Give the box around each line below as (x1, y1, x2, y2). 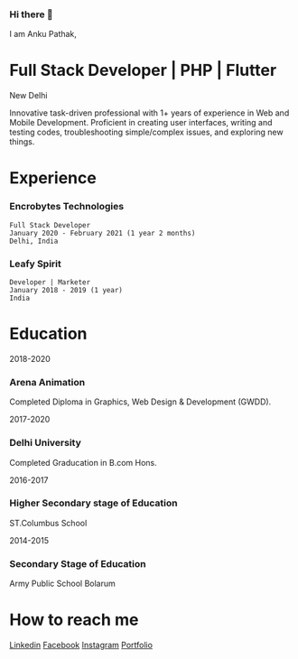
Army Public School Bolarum (9, 578, 116, 589)
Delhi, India (9, 237, 59, 246)
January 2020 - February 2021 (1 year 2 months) (9, 228, 196, 237)
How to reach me (9, 609, 139, 630)
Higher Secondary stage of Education (9, 497, 178, 509)
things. (9, 136, 35, 147)
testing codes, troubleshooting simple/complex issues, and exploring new (9, 126, 284, 138)
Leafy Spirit (9, 257, 61, 270)
